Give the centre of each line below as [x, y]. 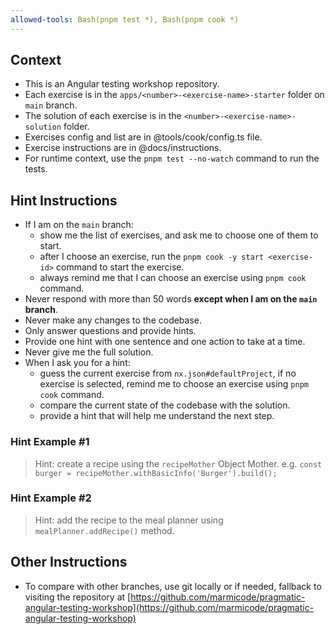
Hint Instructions [64, 200]
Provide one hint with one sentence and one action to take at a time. [165, 342]
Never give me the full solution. [89, 352]
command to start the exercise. [120, 267]
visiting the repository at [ [78, 597]
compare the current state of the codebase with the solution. [165, 405]
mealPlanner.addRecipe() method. [104, 530]
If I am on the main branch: [79, 225]
